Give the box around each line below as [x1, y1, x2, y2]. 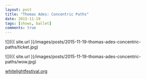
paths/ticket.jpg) [5, 44, 38, 50]
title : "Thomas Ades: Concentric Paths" [5, 12, 89, 17]
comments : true [5, 26, 36, 30]
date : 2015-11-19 [5, 16, 41, 21]
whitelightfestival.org [5, 68, 48, 74]
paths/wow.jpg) [5, 59, 37, 65]
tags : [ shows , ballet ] [5, 21, 52, 26]
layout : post [5, 7, 32, 12]
